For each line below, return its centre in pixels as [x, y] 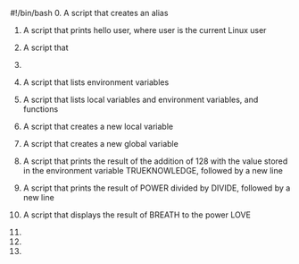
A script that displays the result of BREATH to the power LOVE [137, 215]
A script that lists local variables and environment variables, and [141, 99]
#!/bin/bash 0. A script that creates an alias [89, 13]
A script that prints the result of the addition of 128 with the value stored [155, 161]
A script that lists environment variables [96, 82]
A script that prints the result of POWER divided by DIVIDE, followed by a [157, 188]
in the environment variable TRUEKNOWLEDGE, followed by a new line [153, 170]
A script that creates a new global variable [101, 144]
